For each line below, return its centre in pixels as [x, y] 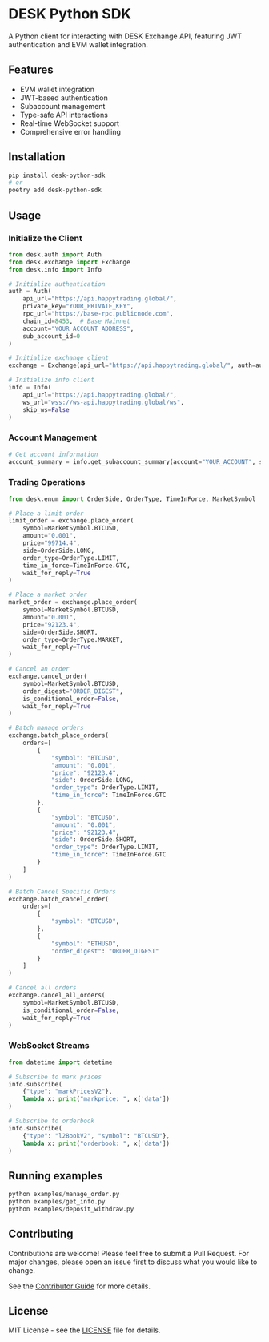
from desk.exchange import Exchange [69, 262]
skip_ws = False [46, 409]
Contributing [41, 1234]
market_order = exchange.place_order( [73, 602]
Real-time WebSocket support [70, 123]
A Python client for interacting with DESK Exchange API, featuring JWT [125, 36]
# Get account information [53, 454]
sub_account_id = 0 [52, 336]
